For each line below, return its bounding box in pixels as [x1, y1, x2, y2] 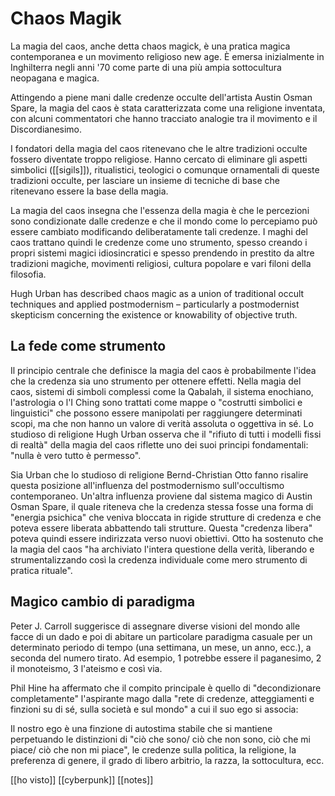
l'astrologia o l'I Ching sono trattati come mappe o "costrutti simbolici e [10, 396, 303, 408]
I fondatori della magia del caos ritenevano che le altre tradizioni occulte [10, 142, 308, 154]
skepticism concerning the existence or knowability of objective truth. [10, 308, 298, 321]
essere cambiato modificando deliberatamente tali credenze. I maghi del [10, 225, 308, 237]
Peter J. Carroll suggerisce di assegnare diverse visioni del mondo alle [10, 620, 301, 632]
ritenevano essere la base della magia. [10, 185, 169, 197]
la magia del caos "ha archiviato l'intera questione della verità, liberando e [10, 543, 315, 555]
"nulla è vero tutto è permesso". [10, 449, 142, 461]
